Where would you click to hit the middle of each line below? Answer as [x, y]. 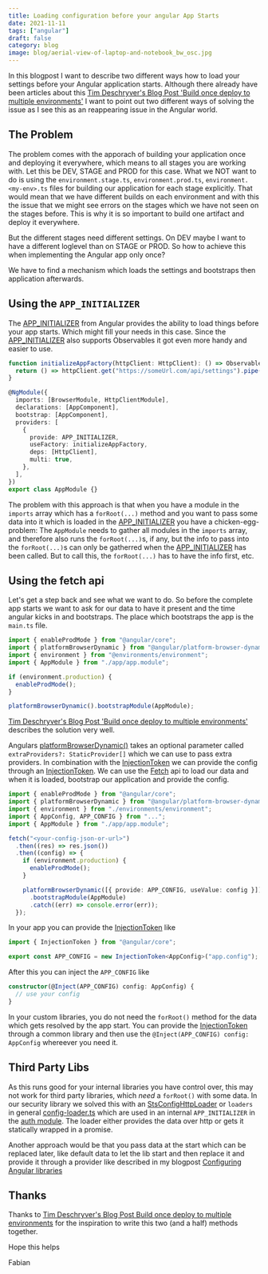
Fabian [19, 1263]
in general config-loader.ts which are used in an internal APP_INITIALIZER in [132, 1112]
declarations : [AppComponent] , [67, 407]
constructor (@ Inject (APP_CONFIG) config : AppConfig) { [101, 987]
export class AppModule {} [53, 489]
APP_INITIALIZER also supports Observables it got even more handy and [128, 340]
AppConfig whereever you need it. [63, 1042]
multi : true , [51, 460]
